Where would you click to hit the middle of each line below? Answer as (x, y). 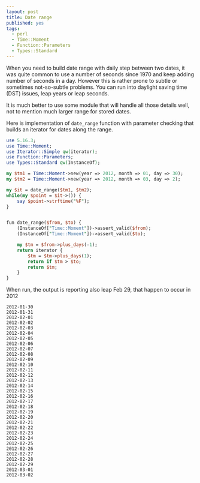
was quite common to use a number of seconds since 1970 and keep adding (100, 74)
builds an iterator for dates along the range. (60, 129)
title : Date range (29, 17)
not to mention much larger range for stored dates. (69, 111)
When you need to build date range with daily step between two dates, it (96, 68)
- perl (20, 34)
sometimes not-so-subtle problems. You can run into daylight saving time (97, 87)
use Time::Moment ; (29, 146)
